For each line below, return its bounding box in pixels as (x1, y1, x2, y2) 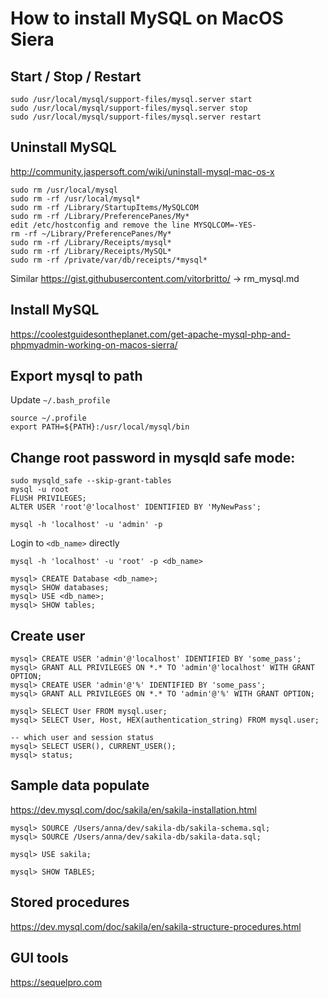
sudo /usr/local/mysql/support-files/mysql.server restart (10, 112, 262, 122)
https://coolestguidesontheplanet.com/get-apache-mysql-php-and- (10, 328, 291, 340)
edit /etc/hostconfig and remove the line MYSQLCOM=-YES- (10, 220, 257, 230)
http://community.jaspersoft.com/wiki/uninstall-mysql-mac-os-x (10, 165, 275, 177)
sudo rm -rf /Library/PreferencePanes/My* (10, 211, 190, 221)
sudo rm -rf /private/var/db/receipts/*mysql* (10, 255, 208, 265)
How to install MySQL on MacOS (10, 7, 284, 30)
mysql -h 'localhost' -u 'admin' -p (10, 520, 163, 530)
